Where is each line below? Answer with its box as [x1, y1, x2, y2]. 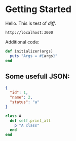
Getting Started [5, 4, 72, 15]
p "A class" [14, 123, 40, 128]
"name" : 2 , [10, 95, 33, 100]
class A [5, 113, 22, 118]
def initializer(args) [5, 49, 53, 54]
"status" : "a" [10, 100, 40, 105]
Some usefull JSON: [5, 72, 70, 80]
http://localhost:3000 [5, 30, 53, 35]
